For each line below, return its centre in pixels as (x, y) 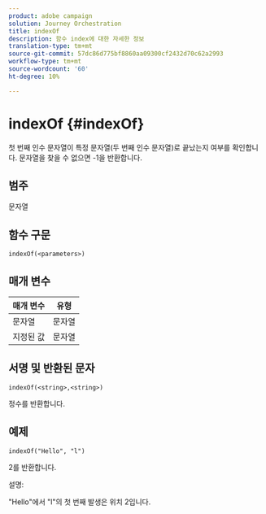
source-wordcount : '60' (49, 69)
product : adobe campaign (50, 16)
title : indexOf (34, 31)
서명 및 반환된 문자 (52, 368)
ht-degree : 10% (34, 76)
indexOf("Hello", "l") (47, 451)
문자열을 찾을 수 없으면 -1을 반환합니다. (81, 157)
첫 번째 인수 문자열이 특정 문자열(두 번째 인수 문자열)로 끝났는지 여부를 (119, 147)
